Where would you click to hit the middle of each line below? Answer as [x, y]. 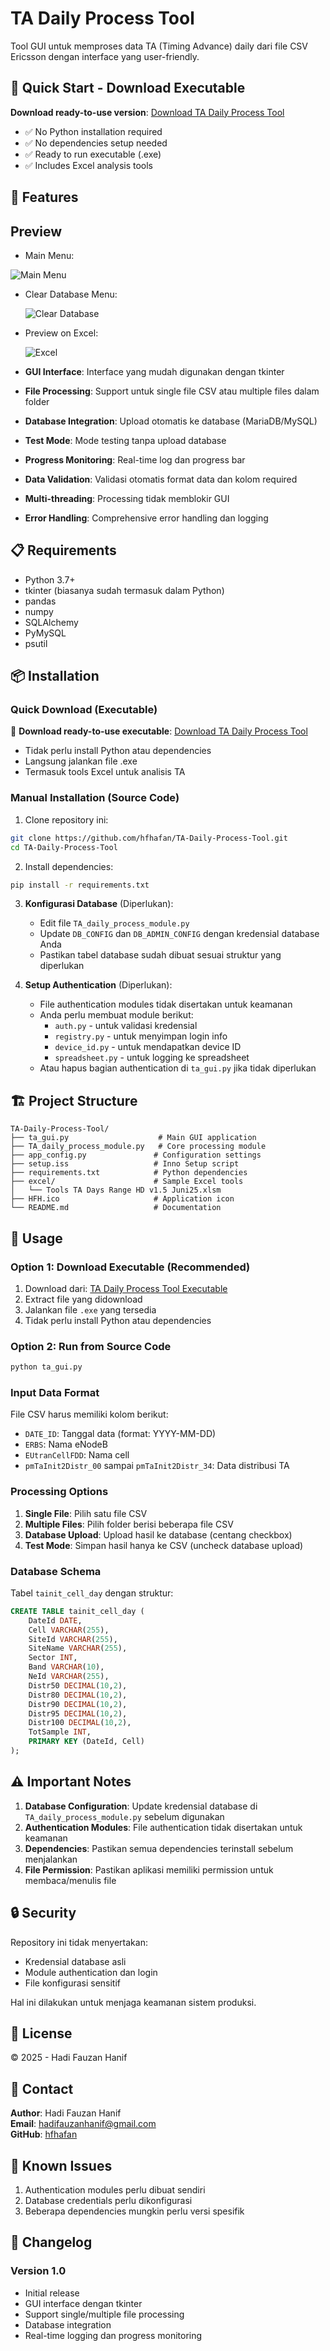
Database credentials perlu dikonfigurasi [108, 2200]
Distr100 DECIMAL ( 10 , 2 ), [80, 1723]
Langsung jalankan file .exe [81, 761]
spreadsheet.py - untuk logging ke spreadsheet [152, 1058]
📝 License [41, 2033]
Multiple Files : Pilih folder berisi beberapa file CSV [129, 1524]
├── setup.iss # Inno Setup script [125, 1164]
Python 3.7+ [50, 579]
